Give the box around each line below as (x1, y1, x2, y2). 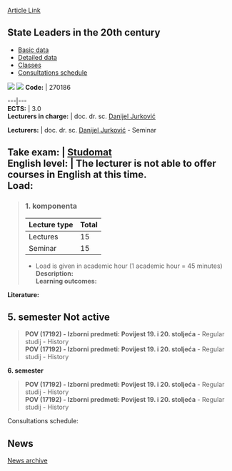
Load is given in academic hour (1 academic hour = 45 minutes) (35, 262, 223, 270)
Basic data (17, 46, 49, 54)
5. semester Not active (7, 311, 111, 323)
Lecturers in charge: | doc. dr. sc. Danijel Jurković (7, 112, 156, 120)
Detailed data (17, 53, 57, 61)
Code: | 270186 (24, 83, 71, 91)
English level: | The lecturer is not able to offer (7, 157, 216, 170)
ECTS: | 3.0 (7, 104, 41, 113)
